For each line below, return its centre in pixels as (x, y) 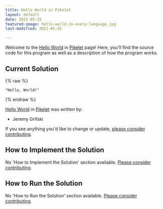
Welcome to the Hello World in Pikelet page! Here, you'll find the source (80, 47)
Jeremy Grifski (28, 119)
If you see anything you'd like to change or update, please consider (75, 129)
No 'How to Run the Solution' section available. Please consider (71, 195)
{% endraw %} (21, 99)
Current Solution (32, 69)
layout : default (22, 15)
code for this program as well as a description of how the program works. (82, 53)
